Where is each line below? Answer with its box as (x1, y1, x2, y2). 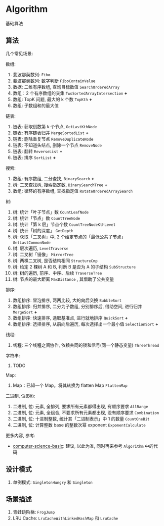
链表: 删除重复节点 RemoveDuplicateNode (12, 136, 93, 142)
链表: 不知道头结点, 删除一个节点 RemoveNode (12, 142, 102, 148)
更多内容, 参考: (5, 432, 36, 438)
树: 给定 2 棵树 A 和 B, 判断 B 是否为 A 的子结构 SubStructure (12, 263, 136, 269)
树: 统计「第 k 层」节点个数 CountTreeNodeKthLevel (12, 221, 116, 227)
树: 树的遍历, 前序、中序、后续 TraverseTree (12, 270, 102, 276)
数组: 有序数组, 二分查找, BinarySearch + (12, 175, 95, 181)
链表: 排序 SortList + (12, 155, 56, 160)
